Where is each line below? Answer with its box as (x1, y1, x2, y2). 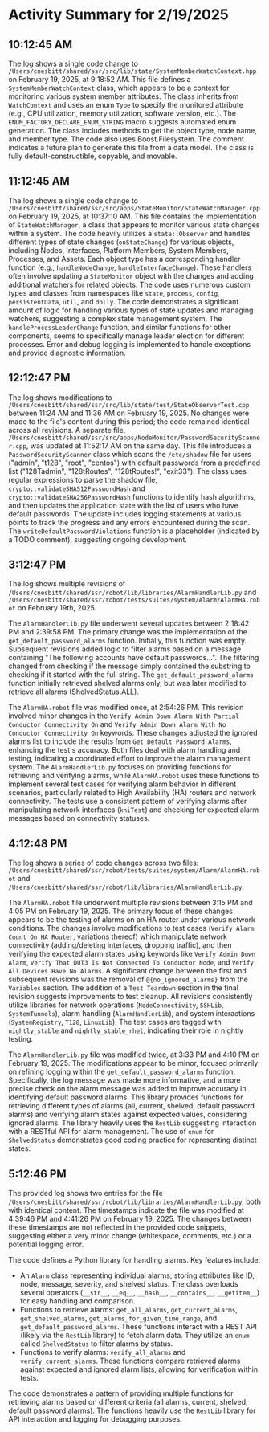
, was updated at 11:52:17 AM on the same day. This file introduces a (26, 440, 251, 451)
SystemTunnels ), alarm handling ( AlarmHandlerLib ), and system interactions (8, 1009, 255, 1018)
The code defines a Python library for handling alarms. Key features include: (8, 1255, 261, 1265)
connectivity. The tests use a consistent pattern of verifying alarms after (8, 797, 247, 806)
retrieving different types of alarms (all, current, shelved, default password (8, 1101, 255, 1111)
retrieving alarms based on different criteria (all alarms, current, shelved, (8, 1397, 248, 1407)
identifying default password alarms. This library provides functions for (8, 1092, 243, 1102)
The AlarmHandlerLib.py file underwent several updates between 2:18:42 (8, 618, 250, 628)
